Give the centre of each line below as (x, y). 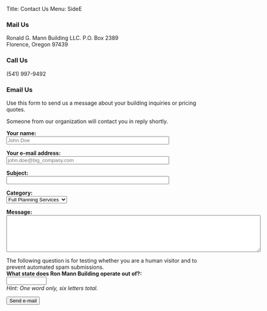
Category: (20, 193)
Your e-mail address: (34, 153)
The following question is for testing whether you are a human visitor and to (102, 260)
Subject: (17, 173)
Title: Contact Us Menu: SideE (44, 9)
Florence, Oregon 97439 (37, 45)
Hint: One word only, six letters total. (52, 288)
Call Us (17, 61)
